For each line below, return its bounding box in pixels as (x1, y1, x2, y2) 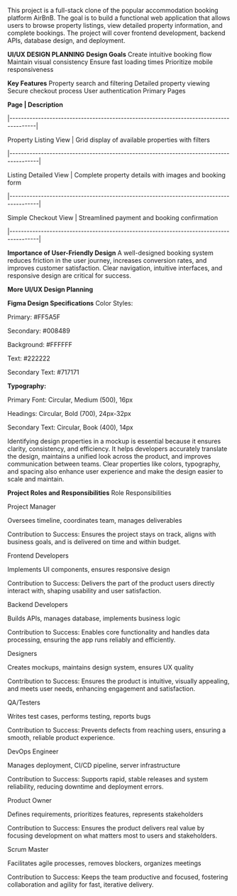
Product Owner (7, 796, 52, 804)
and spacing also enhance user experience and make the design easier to (7, 467, 224, 476)
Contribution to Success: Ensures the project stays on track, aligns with (7, 530, 216, 538)
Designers (7, 650, 38, 657)
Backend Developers (7, 600, 69, 608)
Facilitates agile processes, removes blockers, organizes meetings (7, 859, 202, 868)
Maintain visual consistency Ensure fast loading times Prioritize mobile (7, 58, 213, 66)
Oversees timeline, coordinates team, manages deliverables (7, 516, 182, 524)
